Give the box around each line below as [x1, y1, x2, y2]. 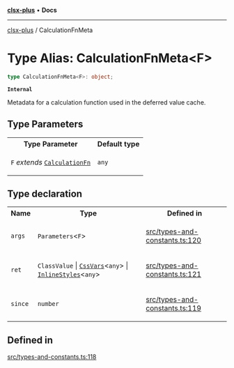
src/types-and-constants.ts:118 [7, 353, 97, 361]
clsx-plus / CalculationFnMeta [7, 26, 93, 34]
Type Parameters [7, 118, 84, 130]
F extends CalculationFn [10, 157, 91, 167]
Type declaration [7, 188, 82, 200]
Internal [7, 86, 33, 93]
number [37, 300, 59, 308]
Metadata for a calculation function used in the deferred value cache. [7, 98, 206, 107]
